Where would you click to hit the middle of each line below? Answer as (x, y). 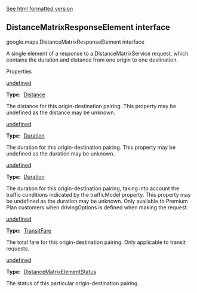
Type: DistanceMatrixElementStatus (51, 271)
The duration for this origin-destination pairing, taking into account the (93, 188)
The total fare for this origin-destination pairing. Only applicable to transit (96, 242)
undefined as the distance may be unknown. (61, 112)
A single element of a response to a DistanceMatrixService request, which (97, 53)
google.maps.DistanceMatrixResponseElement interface (76, 42)
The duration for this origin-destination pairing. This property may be (91, 147)
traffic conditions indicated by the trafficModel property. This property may (98, 194)
